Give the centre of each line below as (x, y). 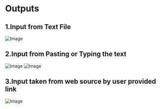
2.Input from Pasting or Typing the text (66, 54)
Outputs (22, 9)
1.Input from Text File (38, 27)
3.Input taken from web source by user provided (81, 82)
